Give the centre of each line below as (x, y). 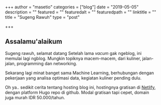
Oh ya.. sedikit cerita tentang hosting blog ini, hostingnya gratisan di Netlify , (80, 87)
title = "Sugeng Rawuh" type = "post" (42, 17)
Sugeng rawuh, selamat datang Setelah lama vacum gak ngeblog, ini (73, 53)
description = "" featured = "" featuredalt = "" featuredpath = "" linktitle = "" (80, 12)
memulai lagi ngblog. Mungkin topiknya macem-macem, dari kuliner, (73, 58)
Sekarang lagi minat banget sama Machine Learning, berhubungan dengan (80, 73)
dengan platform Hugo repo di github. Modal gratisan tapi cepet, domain (77, 92)
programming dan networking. (47, 63)
